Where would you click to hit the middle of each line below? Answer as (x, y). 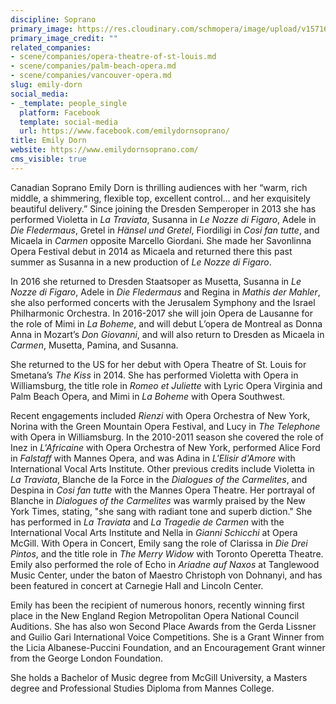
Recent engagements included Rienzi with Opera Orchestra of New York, (160, 415)
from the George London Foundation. (87, 658)
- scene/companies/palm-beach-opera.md (93, 66)
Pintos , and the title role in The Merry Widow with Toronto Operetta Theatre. (167, 553)
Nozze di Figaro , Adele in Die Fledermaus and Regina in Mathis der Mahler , (165, 292)
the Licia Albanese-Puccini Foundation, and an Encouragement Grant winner (168, 647)
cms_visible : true (48, 159)
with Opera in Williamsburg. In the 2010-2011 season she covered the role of (167, 437)
